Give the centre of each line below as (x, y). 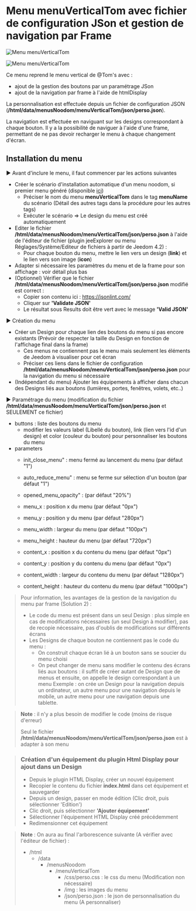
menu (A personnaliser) (92, 902)
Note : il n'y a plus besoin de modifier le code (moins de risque (96, 714)
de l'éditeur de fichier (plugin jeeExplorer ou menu (75, 240)
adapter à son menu (44, 744)
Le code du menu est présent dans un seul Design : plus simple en (109, 615)
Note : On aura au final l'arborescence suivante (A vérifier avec (97, 835)
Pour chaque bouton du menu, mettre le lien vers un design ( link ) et (105, 253)
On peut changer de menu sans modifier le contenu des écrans (114, 665)
